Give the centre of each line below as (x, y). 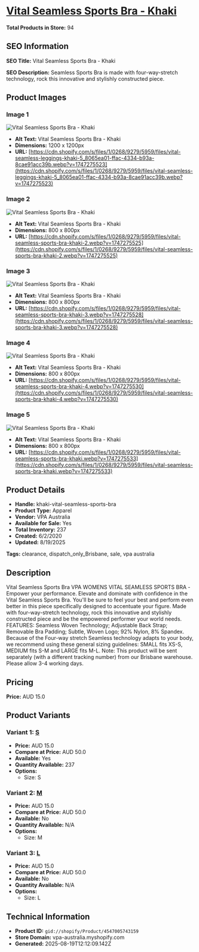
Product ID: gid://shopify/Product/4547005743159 (77, 931)
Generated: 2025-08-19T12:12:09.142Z (63, 944)
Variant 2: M (25, 792)
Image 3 (18, 271)
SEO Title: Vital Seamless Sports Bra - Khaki (61, 60)
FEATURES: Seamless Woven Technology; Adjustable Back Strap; (87, 625)
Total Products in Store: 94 (40, 28)
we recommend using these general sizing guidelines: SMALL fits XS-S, (94, 645)
